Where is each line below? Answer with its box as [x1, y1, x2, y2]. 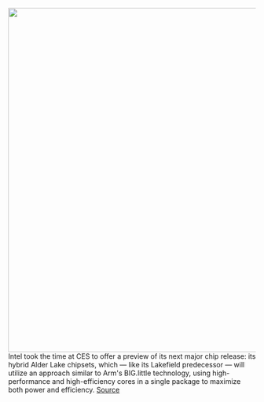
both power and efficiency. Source [8, 385, 120, 394]
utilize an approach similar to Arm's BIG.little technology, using [8, 368, 211, 378]
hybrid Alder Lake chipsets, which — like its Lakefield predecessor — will [8, 360, 245, 369]
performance [8, 377, 51, 385]
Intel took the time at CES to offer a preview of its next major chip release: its [8, 352, 256, 361]
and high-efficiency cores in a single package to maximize [52, 377, 241, 385]
